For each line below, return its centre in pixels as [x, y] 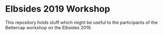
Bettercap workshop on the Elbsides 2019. [49, 27]
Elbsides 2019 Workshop [58, 9]
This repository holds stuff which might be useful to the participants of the [81, 22]
